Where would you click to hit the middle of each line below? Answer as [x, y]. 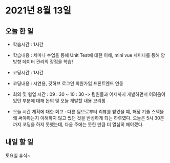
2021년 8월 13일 [38, 11]
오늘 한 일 [19, 31]
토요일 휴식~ [18, 155]
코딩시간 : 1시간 [28, 73]
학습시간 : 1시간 [28, 44]
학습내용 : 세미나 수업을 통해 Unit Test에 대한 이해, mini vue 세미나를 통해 [86, 55]
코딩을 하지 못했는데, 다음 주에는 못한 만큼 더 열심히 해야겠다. [83, 124]
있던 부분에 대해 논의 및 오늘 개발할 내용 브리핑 [59, 101]
